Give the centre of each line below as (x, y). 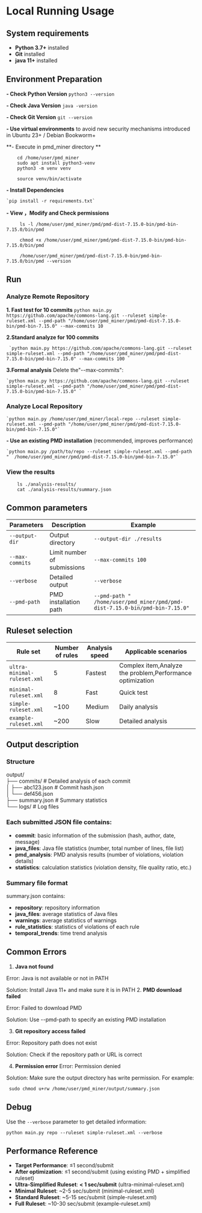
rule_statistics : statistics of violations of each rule (77, 927)
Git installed (30, 54)
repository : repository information (57, 908)
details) (24, 861)
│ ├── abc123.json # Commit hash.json (55, 787)
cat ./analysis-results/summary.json (64, 490)
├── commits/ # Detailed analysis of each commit (69, 781)
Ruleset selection (40, 631)
